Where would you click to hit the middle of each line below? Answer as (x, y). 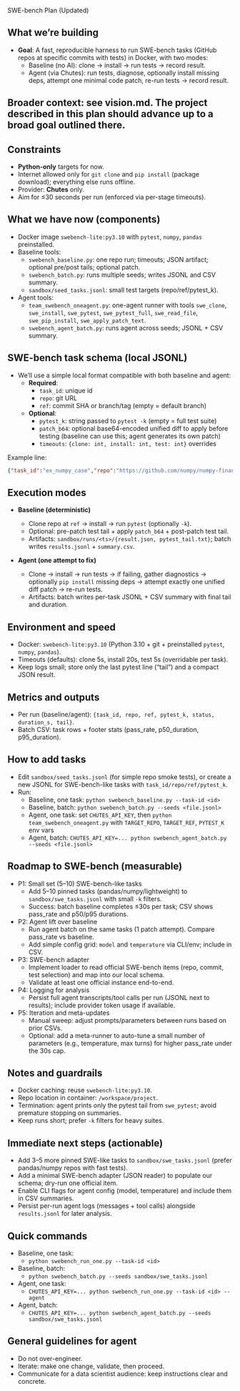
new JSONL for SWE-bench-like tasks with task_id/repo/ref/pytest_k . (123, 784)
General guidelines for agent (72, 1341)
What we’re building (53, 33)
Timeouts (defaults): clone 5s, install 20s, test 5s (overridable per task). (123, 660)
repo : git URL (58, 398)
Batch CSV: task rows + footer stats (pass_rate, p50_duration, (108, 729)
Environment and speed (61, 627)
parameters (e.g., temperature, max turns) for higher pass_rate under (130, 1043)
